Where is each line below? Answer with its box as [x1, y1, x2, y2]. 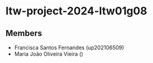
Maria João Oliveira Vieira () [14, 50, 84, 58]
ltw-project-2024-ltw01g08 [5, 4, 148, 18]
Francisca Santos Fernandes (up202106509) [14, 44, 124, 51]
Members [5, 28, 42, 38]
